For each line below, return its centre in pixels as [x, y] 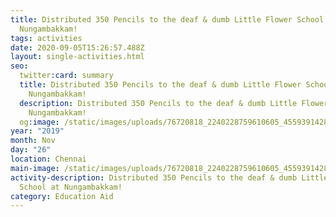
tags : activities [46, 38]
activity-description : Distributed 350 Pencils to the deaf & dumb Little [169, 177]
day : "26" [31, 150]
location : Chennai [48, 159]
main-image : [35, 168]
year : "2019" [37, 131]
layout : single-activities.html [77, 57]
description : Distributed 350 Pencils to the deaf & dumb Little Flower [174, 103]
